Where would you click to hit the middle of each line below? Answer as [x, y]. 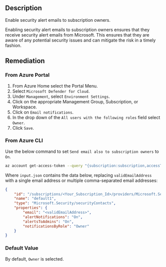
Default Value [22, 248]
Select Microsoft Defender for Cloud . [51, 91]
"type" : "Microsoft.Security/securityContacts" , [65, 203]
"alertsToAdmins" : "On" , [48, 222]
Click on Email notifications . [43, 112]
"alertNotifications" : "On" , [53, 217]
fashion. [13, 45]
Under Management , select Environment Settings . [61, 96]
